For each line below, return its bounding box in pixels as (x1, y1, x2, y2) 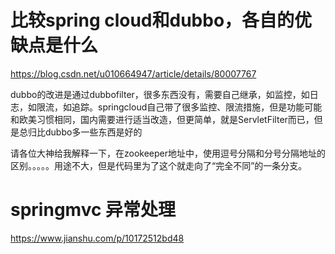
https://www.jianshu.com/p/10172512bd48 (10, 232, 185, 244)
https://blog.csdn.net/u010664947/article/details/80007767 (10, 67, 257, 80)
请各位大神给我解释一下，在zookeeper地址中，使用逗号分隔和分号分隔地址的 (10, 147, 327, 159)
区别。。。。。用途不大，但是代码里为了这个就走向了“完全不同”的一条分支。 (10, 159, 308, 171)
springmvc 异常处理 (10, 199, 177, 221)
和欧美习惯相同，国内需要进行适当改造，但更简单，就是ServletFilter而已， (10, 113, 315, 125)
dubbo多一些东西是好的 (44, 126, 143, 138)
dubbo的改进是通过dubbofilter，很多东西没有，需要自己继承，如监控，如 (10, 88, 310, 100)
